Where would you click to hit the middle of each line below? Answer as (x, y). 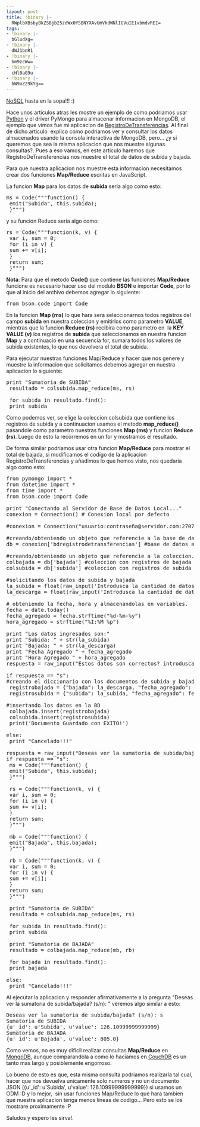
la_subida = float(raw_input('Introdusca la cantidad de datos (100, 586)
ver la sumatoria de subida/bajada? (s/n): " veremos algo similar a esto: (93, 1004)
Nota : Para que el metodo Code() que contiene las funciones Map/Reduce (98, 279)
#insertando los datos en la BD (53, 705)
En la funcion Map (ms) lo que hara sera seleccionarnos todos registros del (99, 315)
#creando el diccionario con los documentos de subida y (91, 681)
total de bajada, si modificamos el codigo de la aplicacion (76, 455)
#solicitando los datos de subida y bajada (71, 580)
